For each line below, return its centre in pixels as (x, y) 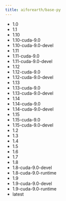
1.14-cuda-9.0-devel (33, 109)
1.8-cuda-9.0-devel (32, 167)
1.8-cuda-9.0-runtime (34, 172)
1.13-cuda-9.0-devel (33, 93)
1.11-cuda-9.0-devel (33, 61)
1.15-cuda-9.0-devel (33, 125)
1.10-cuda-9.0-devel (33, 45)
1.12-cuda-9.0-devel (33, 77)
